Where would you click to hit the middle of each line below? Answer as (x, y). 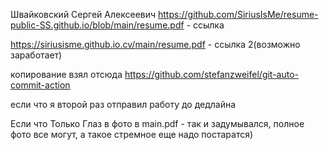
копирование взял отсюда (66, 74)
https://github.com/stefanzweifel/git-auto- (212, 74)
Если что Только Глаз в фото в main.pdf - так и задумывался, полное (157, 123)
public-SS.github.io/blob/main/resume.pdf (97, 25)
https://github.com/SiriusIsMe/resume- (238, 14)
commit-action (40, 85)
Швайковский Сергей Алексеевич (83, 14)
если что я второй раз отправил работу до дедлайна (123, 104)
